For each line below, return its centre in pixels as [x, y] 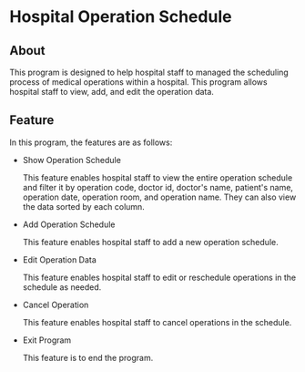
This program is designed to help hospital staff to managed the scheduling [149, 72]
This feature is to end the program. [88, 357]
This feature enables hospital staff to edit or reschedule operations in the [159, 277]
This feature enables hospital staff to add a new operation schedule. [151, 242]
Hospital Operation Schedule [121, 17]
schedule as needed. [62, 287]
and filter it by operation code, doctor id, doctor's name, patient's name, [158, 187]
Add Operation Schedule [69, 224]
